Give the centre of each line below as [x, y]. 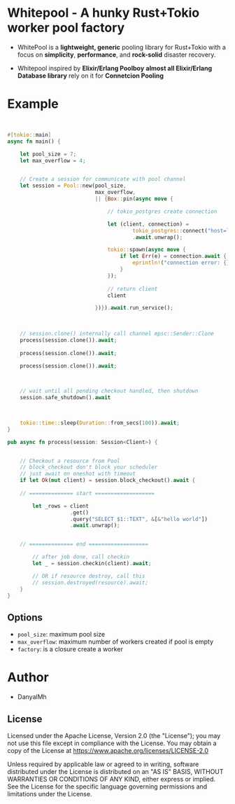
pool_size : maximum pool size [61, 635]
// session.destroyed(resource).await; [91, 583]
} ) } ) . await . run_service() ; [134, 308]
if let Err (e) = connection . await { [173, 256]
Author [28, 678]
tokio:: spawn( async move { [147, 250]
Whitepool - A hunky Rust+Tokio [104, 13]
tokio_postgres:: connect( [170, 230]
